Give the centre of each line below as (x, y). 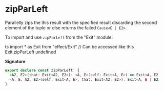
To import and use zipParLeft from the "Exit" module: (59, 37)
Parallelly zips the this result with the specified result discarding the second (81, 23)
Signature (15, 61)
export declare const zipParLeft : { (42, 70)
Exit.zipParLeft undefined (31, 52)
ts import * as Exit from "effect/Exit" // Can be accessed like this (70, 46)
